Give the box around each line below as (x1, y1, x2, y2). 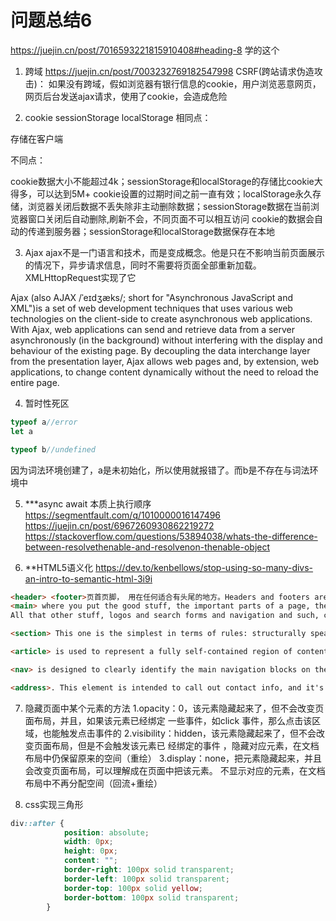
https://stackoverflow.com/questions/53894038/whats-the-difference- (24, 530, 318, 542)
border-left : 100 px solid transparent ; (63, 874, 230, 884)
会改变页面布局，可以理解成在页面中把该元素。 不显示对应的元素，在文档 (24, 764, 326, 776)
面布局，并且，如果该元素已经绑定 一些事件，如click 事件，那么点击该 (24, 714, 313, 726)
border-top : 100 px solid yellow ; (63, 883, 203, 893)
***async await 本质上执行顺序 (24, 497, 152, 510)
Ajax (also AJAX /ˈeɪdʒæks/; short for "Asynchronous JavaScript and (10, 291, 294, 303)
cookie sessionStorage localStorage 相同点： (24, 111, 212, 123)
